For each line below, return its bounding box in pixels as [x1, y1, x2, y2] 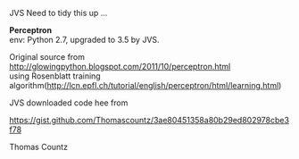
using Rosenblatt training [9, 71, 101, 81]
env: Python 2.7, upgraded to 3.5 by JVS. [9, 35, 160, 45]
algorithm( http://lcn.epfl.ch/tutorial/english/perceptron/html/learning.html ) [9, 80, 282, 90]
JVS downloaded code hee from [9, 97, 129, 108]
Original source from [9, 52, 86, 62]
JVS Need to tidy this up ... [9, 8, 108, 18]
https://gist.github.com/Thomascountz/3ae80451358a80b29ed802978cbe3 [9, 115, 290, 125]
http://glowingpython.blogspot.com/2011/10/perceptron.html [9, 62, 231, 71]
